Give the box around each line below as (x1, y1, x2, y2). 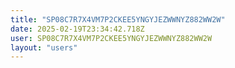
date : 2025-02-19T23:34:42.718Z (10, 24, 145, 34)
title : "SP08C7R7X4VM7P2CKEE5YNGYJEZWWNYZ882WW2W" (10, 14, 226, 25)
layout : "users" (10, 42, 78, 53)
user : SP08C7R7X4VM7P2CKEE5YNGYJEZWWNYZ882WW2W (10, 33, 213, 43)
